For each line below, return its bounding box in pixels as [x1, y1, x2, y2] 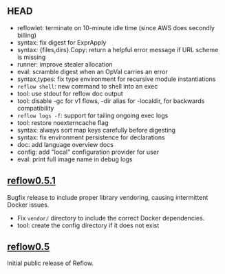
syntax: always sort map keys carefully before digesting [17, 126, 176, 134]
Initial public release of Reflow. [7, 259, 94, 267]
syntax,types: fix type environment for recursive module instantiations [17, 75, 216, 83]
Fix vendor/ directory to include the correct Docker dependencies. [17, 214, 205, 222]
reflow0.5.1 [7, 175, 56, 187]
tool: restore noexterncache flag [17, 118, 109, 126]
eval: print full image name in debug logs [17, 155, 133, 163]
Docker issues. [7, 201, 50, 209]
